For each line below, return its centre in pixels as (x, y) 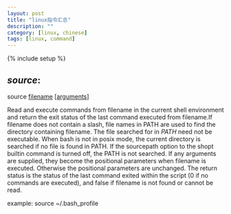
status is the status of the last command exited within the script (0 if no (108, 175)
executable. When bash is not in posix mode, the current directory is (104, 139)
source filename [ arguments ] (48, 96)
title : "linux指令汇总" (39, 20)
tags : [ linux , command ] (41, 39)
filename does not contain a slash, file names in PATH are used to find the (111, 124)
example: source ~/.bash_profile (53, 203)
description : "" (30, 26)
